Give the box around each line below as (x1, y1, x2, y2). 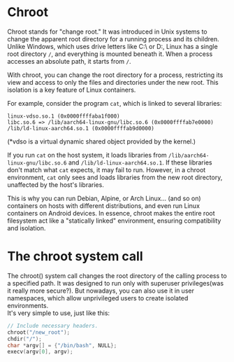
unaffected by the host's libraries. (7, 180, 105, 189)
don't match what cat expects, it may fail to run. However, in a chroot (7, 165, 206, 174)
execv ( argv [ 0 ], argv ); (7, 348, 73, 356)
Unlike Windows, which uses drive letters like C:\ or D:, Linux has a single (7, 42, 218, 50)
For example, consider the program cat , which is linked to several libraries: (7, 99, 222, 107)
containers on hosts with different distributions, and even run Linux (7, 201, 200, 210)
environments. (7, 301, 49, 309)
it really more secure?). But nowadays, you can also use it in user (7, 286, 194, 295)
